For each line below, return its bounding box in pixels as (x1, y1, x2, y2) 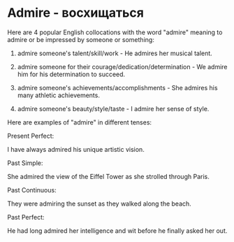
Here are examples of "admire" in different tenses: (7, 118, 152, 127)
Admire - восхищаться (7, 5, 145, 21)
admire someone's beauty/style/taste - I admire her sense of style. (17, 104, 210, 113)
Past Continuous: (7, 185, 57, 194)
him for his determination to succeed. (17, 70, 126, 78)
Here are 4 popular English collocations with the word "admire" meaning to (7, 28, 223, 36)
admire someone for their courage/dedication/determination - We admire (17, 62, 228, 71)
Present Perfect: (7, 131, 54, 140)
